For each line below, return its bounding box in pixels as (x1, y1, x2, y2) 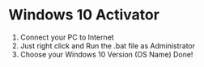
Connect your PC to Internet (19, 32, 115, 42)
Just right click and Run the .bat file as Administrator (19, 40, 196, 50)
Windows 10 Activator (8, 6, 160, 24)
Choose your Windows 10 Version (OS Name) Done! (19, 49, 193, 59)
